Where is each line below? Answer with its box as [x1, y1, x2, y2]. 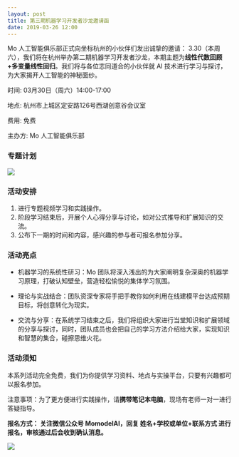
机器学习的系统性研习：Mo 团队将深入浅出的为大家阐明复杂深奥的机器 [17, 268, 223, 277]
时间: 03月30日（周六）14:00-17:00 [7, 86, 112, 95]
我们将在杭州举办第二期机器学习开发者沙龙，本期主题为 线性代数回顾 [22, 53, 223, 61]
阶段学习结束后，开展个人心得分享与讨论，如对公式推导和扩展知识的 [17, 212, 218, 221]
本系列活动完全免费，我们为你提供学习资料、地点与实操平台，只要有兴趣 [7, 371, 219, 379]
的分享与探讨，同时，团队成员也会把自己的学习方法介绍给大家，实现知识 [17, 325, 230, 334]
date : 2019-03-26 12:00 [7, 24, 78, 31]
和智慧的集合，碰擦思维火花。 [17, 334, 105, 342]
